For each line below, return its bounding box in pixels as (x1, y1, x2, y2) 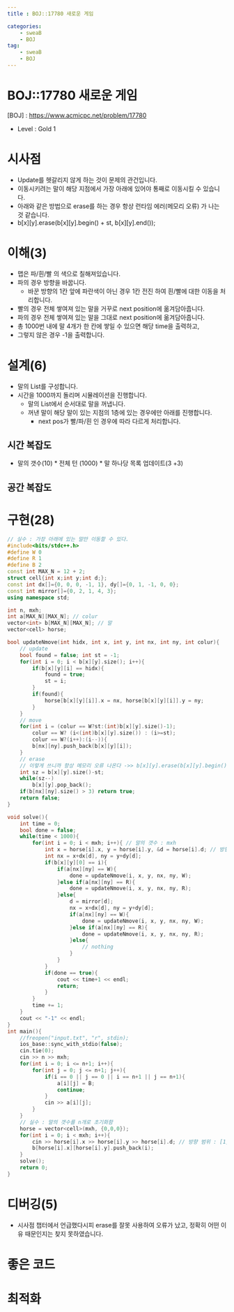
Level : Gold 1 (17, 124, 56, 133)
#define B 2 (7, 561, 42, 569)
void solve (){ (7, 813, 49, 820)
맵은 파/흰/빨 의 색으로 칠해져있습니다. (17, 270, 120, 278)
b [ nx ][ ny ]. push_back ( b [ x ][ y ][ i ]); (32, 743, 132, 750)
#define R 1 (7, 555, 42, 562)
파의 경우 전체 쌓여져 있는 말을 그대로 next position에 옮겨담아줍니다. (17, 313, 205, 321)
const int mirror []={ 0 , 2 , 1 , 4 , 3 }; (7, 587, 117, 594)
